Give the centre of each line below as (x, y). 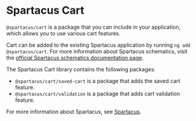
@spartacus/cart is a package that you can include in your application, (93, 27)
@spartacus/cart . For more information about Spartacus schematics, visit (97, 51)
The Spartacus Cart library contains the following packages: (81, 69)
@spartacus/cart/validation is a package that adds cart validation (97, 93)
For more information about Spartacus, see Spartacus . (74, 111)
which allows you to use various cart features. (63, 33)
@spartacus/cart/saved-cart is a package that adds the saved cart (98, 81)
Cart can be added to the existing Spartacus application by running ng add (99, 45)
